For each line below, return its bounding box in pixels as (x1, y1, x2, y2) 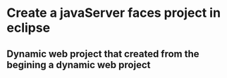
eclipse (6, 20, 51, 36)
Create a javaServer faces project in (6, 5, 221, 21)
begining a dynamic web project (6, 58, 151, 71)
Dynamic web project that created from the (6, 48, 200, 60)
